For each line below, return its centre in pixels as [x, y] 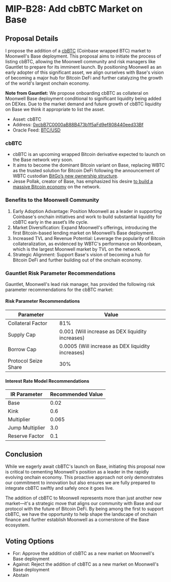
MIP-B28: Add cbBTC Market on [74, 9]
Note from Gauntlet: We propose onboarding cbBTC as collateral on [77, 93]
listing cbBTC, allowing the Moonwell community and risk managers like [80, 61]
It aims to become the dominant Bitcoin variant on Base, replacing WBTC [89, 165]
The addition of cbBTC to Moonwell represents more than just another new [83, 498]
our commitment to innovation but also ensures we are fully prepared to [80, 483]
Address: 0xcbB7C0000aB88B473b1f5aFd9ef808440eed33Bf [78, 125]
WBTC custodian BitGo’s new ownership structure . [65, 176]
